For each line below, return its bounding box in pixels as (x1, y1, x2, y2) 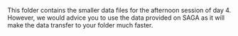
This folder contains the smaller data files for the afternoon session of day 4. (7, 6, 232, 14)
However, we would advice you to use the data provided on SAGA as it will (7, 13, 225, 22)
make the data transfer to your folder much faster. (7, 21, 153, 29)
